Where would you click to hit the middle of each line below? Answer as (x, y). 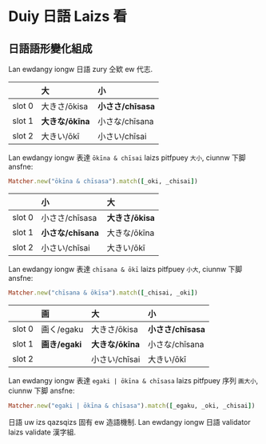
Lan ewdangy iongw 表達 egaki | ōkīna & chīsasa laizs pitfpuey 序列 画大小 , (133, 380)
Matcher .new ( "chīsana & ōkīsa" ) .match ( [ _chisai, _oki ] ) (103, 293)
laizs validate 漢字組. (42, 432)
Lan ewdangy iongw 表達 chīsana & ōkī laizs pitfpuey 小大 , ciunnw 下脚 (125, 269)
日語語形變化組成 (50, 48)
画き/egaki (62, 344)
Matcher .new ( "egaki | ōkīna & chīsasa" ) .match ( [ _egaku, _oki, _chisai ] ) (132, 406)
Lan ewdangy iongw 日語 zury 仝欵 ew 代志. (81, 69)
